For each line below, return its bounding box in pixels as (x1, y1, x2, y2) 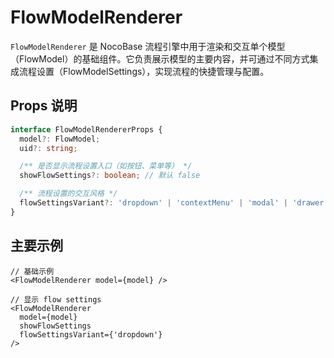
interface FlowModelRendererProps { (10, 124, 163, 135)
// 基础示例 (10, 266, 55, 276)
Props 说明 (10, 97, 78, 115)
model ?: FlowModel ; (19, 134, 101, 144)
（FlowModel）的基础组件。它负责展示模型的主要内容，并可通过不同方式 (10, 52, 310, 65)
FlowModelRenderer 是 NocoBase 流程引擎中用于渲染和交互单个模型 (10, 40, 286, 52)
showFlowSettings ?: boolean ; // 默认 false (19, 171, 201, 181)
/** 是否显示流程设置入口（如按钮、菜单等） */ (19, 161, 193, 171)
